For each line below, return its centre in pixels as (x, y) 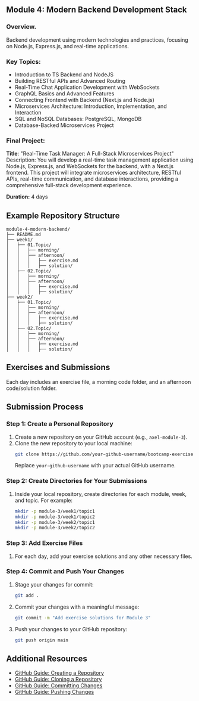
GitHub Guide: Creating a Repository (59, 673)
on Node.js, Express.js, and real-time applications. (68, 46)
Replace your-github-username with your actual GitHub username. (95, 466)
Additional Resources (47, 658)
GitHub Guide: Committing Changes (59, 686)
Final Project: (26, 141)
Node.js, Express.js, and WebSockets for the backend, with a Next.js (90, 166)
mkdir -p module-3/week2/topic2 (55, 528)
